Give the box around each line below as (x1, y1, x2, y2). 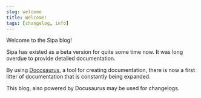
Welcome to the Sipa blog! (6, 37, 72, 44)
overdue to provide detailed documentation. (6, 55, 116, 62)
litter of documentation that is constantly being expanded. (6, 73, 151, 80)
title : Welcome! (6, 15, 47, 21)
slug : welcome (6, 8, 42, 15)
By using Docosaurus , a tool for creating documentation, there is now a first (6, 67, 196, 74)
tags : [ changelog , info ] (6, 20, 69, 26)
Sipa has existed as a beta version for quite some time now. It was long (6, 48, 183, 56)
